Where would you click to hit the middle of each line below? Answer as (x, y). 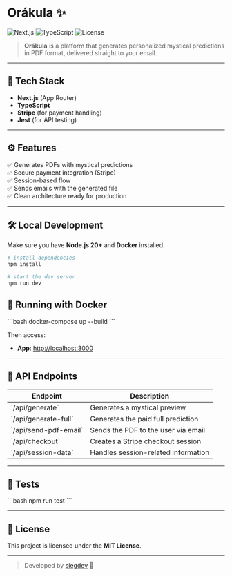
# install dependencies (41, 258)
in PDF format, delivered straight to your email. (90, 52)
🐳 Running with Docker (57, 305)
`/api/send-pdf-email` (47, 430)
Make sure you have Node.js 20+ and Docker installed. (86, 245)
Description (150, 396)
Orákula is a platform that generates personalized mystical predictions (124, 46)
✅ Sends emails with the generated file (62, 188)
